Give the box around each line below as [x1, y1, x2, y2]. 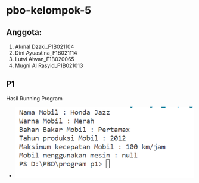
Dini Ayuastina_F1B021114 [14, 49, 77, 56]
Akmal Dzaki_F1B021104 [14, 43, 74, 50]
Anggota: [6, 27, 42, 37]
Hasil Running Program [6, 94, 63, 102]
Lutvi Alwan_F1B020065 [14, 56, 74, 62]
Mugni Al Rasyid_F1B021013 [14, 62, 83, 69]
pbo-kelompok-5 [6, 4, 92, 17]
